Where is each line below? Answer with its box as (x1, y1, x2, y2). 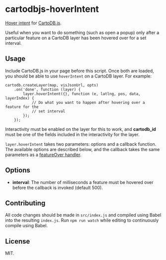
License (5, 237, 30, 246)
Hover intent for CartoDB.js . (5, 20, 62, 26)
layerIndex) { (5, 95, 35, 100)
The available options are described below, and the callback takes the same (5, 146, 160, 152)
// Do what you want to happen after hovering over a (31, 100, 145, 105)
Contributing (5, 199, 46, 207)
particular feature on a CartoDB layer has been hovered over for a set (5, 35, 147, 41)
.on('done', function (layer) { (14, 87, 81, 92)
